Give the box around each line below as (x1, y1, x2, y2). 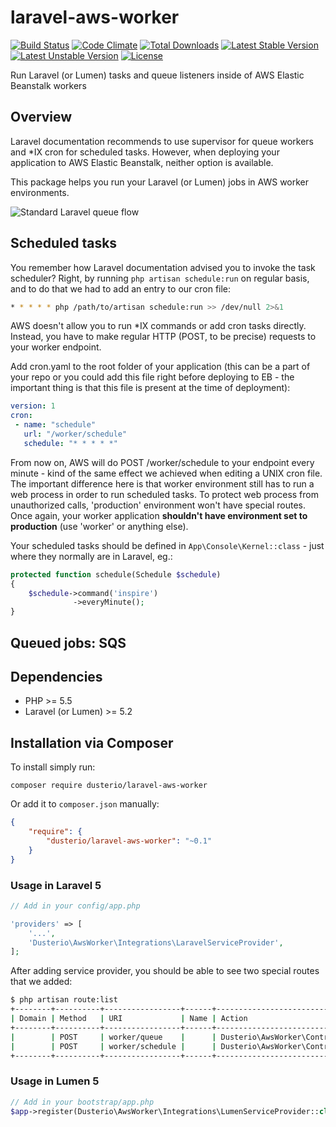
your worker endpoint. (10, 341, 102, 353)
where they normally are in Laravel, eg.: (10, 550, 173, 562)
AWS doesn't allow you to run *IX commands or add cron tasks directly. (10, 320, 307, 332)
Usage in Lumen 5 (10, 1074, 100, 1088)
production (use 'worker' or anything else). (10, 520, 189, 532)
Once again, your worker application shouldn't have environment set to (10, 509, 308, 521)
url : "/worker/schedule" (23, 429, 128, 440)
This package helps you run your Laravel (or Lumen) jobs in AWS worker (10, 176, 310, 188)
